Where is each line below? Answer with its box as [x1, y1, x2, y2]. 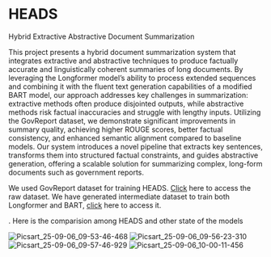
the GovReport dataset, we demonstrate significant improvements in [8, 116, 236, 125]
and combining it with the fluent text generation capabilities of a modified [8, 82, 252, 91]
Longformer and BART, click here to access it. [8, 200, 162, 210]
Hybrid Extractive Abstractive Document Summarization [8, 32, 195, 41]
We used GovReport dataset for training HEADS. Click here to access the [8, 183, 252, 192]
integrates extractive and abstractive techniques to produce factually [8, 56, 239, 65]
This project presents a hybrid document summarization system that [8, 47, 236, 57]
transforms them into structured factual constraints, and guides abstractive [8, 150, 259, 160]
